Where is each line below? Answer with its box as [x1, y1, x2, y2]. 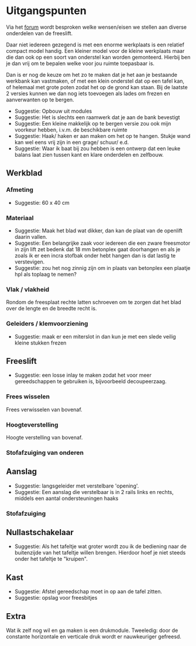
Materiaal [6, 214, 34, 222]
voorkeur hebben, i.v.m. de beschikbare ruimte [14, 126, 128, 133]
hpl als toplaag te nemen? [14, 270, 77, 278]
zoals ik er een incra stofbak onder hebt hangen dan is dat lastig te [14, 252, 176, 259]
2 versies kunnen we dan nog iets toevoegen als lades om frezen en [6, 90, 170, 97]
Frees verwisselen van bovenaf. [6, 406, 83, 413]
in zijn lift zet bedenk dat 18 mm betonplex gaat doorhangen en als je [14, 245, 181, 253]
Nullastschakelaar [6, 527, 74, 537]
